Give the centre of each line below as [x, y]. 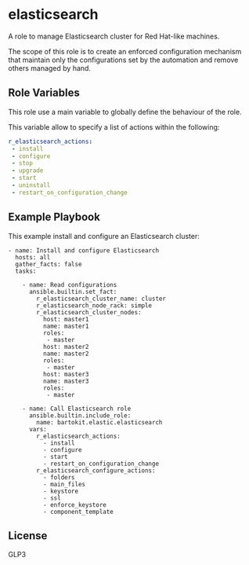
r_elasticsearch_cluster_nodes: [89, 312]
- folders [59, 477]
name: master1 [66, 326]
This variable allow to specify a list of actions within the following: [114, 127]
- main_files [64, 484]
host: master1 [66, 319]
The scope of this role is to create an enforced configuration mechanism [125, 51]
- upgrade [27, 171]
